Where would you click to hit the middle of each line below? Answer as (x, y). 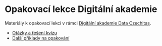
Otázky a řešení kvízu (35, 32)
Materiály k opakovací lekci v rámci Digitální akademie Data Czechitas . (78, 23)
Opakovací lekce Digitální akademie (81, 9)
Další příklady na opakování (41, 38)
